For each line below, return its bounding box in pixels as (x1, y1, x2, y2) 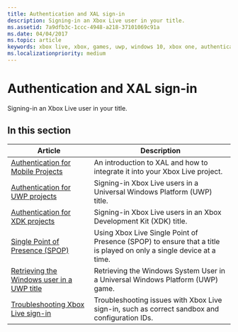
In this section (7, 125, 72, 137)
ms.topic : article (7, 37, 62, 44)
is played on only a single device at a (93, 245, 216, 255)
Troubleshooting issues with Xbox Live (93, 295, 222, 305)
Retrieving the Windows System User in (93, 265, 225, 275)
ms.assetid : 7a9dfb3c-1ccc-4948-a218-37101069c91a (7, 23, 160, 31)
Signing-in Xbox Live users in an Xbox (93, 207, 222, 217)
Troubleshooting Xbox (11, 299, 85, 309)
